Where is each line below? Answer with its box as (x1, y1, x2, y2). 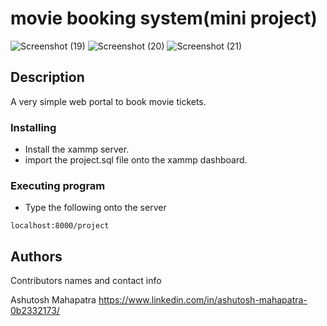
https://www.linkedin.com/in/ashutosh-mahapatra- (98, 294, 308, 306)
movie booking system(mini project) (10, 7, 318, 30)
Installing (10, 120, 57, 134)
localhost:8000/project (10, 221, 110, 231)
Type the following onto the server (24, 202, 167, 214)
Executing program (10, 178, 106, 192)
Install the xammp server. (24, 143, 130, 156)
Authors (10, 248, 63, 265)
